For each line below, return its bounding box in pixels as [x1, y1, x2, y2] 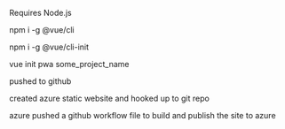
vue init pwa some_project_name [9, 59, 131, 69]
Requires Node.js [9, 8, 73, 18]
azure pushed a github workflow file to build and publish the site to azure [9, 110, 277, 120]
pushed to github [9, 76, 72, 87]
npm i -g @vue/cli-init [9, 42, 90, 52]
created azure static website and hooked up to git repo [9, 93, 210, 103]
